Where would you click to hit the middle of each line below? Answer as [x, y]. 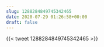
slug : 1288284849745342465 [39, 11]
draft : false [22, 22]
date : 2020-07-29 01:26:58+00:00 [47, 17]
